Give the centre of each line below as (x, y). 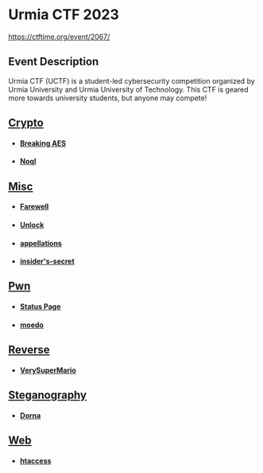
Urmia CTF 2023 (64, 15)
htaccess (35, 460)
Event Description (54, 62)
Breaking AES (43, 143)
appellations (41, 243)
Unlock (32, 225)
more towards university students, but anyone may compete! (108, 98)
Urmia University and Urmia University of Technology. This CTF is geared (128, 89)
